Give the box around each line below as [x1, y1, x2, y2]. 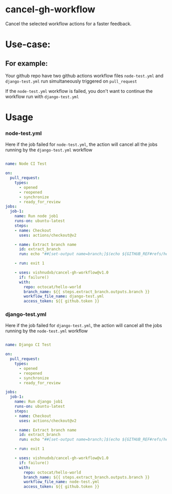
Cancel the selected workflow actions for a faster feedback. [5, 21, 132, 27]
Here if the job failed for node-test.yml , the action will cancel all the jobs [5, 141, 158, 147]
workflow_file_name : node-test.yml [24, 479, 100, 485]
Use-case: [5, 39, 51, 50]
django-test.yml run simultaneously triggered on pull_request [5, 78, 137, 84]
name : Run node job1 [14, 214, 58, 219]
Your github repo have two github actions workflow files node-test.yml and [5, 72, 164, 79]
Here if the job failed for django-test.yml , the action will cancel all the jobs [5, 322, 162, 329]
